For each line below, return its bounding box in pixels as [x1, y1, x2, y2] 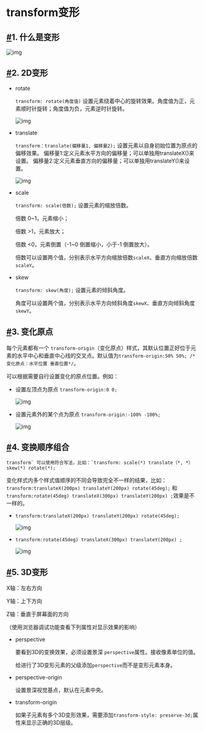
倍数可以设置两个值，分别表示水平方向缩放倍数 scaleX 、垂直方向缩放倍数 [15, 253, 198, 261]
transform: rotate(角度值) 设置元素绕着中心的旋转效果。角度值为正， [15, 97, 190, 104]
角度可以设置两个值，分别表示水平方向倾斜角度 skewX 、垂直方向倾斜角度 [15, 299, 195, 307]
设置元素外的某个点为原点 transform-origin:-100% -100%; [15, 410, 161, 418]
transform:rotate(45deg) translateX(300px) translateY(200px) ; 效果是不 [6, 492, 195, 499]
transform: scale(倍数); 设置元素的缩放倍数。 [15, 201, 132, 209]
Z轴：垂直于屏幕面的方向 [6, 611, 69, 618]
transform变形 [6, 6, 80, 20]
